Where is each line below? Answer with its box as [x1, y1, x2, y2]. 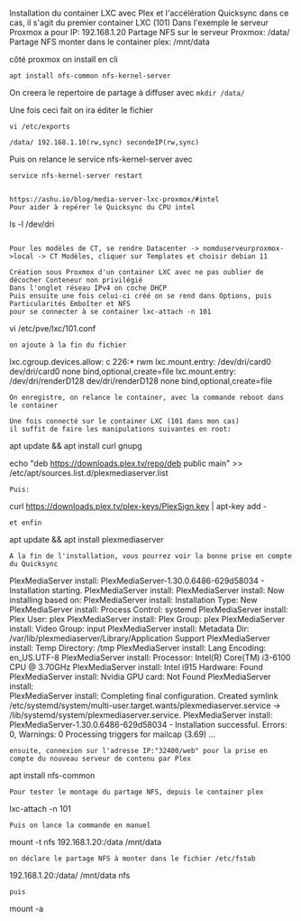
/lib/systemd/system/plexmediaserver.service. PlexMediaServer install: [9, 710, 273, 721]
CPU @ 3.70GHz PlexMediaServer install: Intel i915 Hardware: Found [9, 662, 264, 672]
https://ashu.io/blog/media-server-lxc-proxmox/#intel [9, 195, 220, 204]
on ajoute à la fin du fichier [9, 340, 127, 349]
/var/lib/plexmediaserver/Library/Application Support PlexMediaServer [9, 633, 270, 644]
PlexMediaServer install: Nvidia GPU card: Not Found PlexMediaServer [9, 672, 272, 682]
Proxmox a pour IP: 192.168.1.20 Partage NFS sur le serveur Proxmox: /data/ [9, 27, 290, 37]
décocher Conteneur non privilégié [9, 275, 143, 284]
